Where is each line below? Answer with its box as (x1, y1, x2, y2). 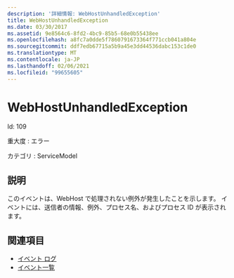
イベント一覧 (17, 263, 55, 272)
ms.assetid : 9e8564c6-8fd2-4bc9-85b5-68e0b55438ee (7, 29, 159, 37)
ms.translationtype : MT (7, 50, 77, 57)
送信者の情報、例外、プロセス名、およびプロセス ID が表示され (44, 203, 226, 211)
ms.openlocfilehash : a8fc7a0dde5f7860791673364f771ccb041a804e (7, 37, 197, 44)
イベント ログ (17, 254, 57, 263)
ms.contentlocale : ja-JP (7, 56, 80, 63)
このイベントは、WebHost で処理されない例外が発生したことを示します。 (7, 194, 220, 203)
